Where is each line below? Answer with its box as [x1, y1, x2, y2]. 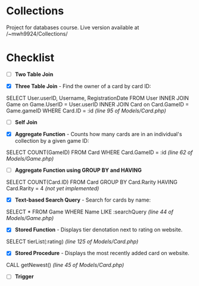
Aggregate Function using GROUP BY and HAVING [14, 166, 142, 174]
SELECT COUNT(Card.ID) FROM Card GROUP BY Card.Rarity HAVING [6, 178, 178, 186]
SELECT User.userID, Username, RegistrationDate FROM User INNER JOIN [6, 95, 189, 102]
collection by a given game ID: [14, 137, 89, 144]
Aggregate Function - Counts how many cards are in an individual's [14, 131, 182, 138]
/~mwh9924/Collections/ [6, 30, 68, 37]
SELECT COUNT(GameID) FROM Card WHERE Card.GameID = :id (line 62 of [6, 149, 193, 156]
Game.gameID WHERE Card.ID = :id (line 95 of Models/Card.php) [6, 107, 167, 114]
